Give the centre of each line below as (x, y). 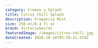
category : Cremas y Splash (33, 10)
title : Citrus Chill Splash (35, 14)
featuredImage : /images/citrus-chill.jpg (49, 33)
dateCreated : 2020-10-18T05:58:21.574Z (47, 38)
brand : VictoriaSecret (29, 28)
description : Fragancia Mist (36, 19)
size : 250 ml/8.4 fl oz (30, 24)
